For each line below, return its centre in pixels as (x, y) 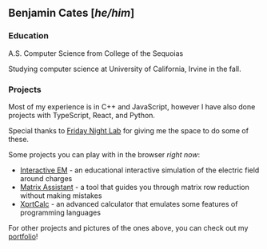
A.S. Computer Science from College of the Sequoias (96, 53)
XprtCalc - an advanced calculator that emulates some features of (129, 204)
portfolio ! (23, 236)
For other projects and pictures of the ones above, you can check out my (128, 227)
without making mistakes (61, 196)
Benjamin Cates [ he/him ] (72, 13)
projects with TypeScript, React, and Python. (82, 115)
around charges (46, 178)
